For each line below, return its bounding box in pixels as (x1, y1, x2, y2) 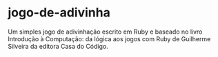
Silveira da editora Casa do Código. (8, 42, 109, 50)
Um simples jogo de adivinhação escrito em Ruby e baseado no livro (8, 27, 203, 36)
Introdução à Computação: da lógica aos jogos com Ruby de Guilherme (8, 34, 211, 43)
